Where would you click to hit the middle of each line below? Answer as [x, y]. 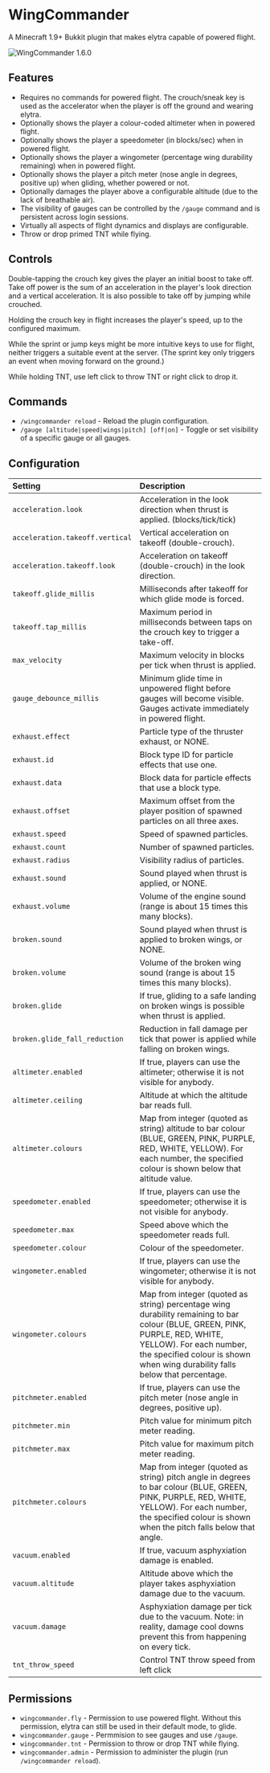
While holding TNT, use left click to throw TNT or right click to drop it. [123, 376]
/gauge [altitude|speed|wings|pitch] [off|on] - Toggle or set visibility [139, 430]
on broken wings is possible [192, 1006]
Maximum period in [176, 612]
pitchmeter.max [41, 1449]
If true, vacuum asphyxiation [193, 1550]
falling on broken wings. [185, 1049]
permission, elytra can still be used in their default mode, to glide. [128, 1726]
